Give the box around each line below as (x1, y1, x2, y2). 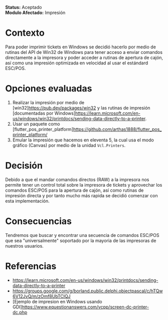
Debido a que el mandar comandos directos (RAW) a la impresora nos (5, 176, 149, 183)
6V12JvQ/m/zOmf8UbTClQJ (12, 293, 71, 299)
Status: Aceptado (5, 5, 42, 10)
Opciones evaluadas (5, 83, 92, 95)
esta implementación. (5, 198, 50, 204)
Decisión (5, 160, 43, 172)
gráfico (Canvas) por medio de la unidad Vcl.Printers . (12, 142, 126, 148)
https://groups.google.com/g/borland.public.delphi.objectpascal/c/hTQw (12, 288, 163, 294)
